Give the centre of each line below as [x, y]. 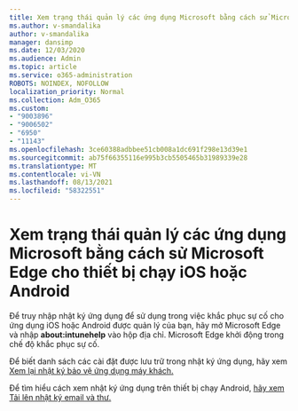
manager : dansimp [41, 42]
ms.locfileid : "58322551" [57, 191]
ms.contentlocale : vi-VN [55, 174]
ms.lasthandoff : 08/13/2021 [61, 183]
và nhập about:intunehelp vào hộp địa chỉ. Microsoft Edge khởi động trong [147, 335]
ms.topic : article [43, 67]
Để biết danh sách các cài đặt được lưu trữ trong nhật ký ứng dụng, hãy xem [149, 361]
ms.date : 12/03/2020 [47, 51]
